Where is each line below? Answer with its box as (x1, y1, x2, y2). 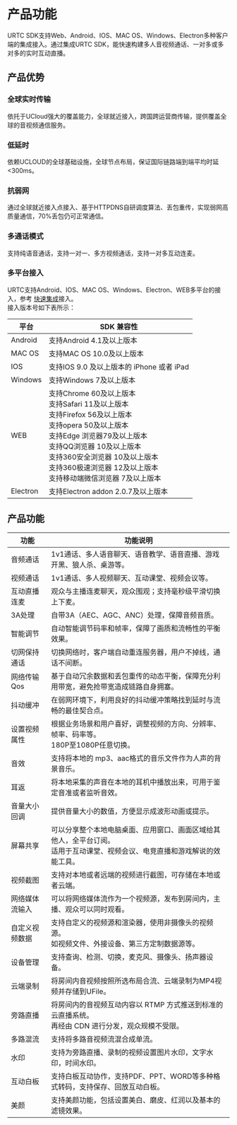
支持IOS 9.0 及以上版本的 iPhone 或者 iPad (48, 362, 189, 372)
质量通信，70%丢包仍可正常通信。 (7, 212, 108, 220)
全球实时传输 (7, 95, 51, 105)
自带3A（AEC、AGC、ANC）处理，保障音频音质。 (51, 610, 219, 620)
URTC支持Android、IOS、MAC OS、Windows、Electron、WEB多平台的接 (7, 285, 221, 294)
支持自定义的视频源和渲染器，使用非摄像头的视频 (51, 917, 214, 927)
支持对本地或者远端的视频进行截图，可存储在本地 (51, 870, 214, 880)
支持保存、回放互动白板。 (79, 1082, 164, 1092)
